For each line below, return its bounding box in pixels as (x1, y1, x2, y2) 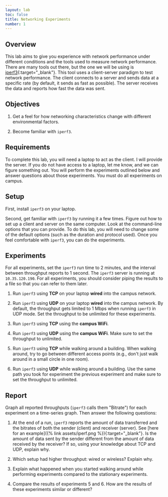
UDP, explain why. (12, 446, 50, 453)
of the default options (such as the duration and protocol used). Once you (5, 231, 158, 237)
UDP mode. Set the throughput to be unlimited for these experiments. (12, 311, 156, 317)
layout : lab (5, 7, 30, 13)
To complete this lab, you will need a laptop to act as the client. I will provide (5, 156, 162, 162)
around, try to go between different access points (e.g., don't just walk (12, 351, 158, 357)
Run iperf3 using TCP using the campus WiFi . (12, 320, 109, 327)
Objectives (5, 100, 40, 109)
